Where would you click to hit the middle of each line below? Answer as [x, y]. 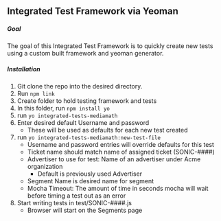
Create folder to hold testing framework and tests [87, 101]
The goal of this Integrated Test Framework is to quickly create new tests [110, 46]
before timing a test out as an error [77, 196]
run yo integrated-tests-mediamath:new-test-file [89, 137]
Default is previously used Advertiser [90, 174]
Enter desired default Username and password [83, 123]
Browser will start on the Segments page [85, 210]
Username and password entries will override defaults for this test [121, 145]
